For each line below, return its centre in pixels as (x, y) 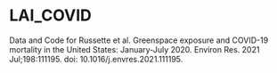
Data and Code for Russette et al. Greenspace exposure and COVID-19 (139, 40)
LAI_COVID (50, 16)
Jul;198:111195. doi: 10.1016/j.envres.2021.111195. (96, 59)
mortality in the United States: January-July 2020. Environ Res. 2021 (134, 49)
